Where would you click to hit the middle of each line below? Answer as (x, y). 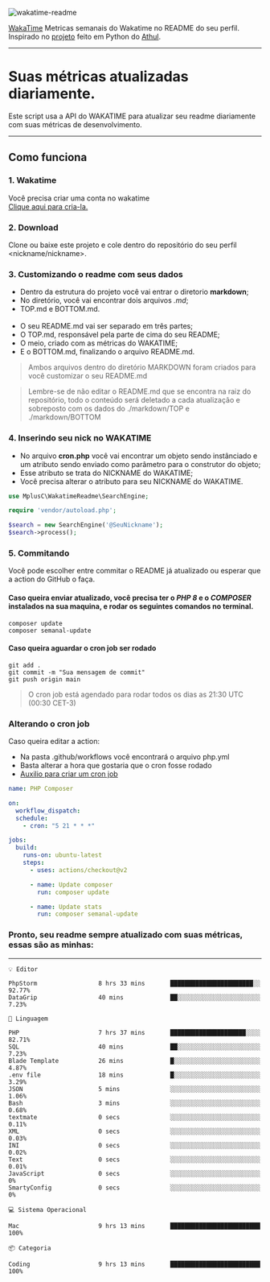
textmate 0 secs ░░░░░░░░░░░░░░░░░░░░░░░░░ (135, 1117)
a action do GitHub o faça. (51, 579)
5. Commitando (39, 553)
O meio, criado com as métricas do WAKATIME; (99, 343)
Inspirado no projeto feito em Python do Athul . (85, 37)
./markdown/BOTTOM (64, 417)
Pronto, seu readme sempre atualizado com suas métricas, (126, 935)
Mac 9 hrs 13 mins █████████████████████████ (135, 1226)
